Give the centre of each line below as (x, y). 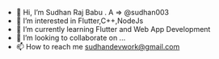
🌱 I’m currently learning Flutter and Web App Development (113, 29)
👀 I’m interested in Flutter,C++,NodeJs (80, 21)
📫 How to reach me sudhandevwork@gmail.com (98, 47)
